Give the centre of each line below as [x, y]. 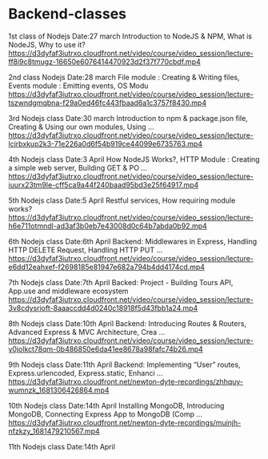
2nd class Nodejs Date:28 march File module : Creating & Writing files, [124, 77]
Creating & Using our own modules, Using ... [81, 127]
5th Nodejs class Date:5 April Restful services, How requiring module [122, 200]
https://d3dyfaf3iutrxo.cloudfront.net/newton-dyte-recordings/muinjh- [125, 422]
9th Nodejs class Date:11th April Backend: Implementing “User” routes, [124, 364]
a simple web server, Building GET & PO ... [78, 167]
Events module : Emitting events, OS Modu [78, 86]
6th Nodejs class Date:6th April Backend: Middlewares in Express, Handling [133, 241]
